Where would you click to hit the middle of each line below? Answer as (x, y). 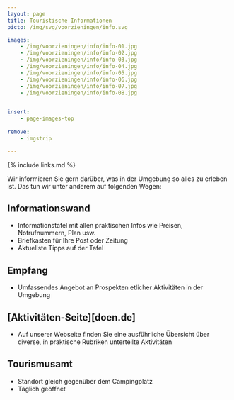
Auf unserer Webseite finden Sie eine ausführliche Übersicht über (113, 334)
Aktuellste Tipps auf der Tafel (60, 248)
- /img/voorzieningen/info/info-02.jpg (79, 53)
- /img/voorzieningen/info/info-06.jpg (79, 79)
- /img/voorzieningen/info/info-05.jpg (79, 73)
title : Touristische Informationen (60, 21)
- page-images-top (47, 119)
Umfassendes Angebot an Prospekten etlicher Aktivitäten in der (110, 287)
